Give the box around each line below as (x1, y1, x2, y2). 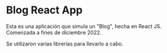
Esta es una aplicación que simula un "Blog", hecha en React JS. (6, 23, 162, 30)
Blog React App (6, 3, 83, 17)
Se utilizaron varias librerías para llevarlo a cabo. (6, 40, 124, 47)
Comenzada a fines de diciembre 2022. (6, 29, 102, 36)
